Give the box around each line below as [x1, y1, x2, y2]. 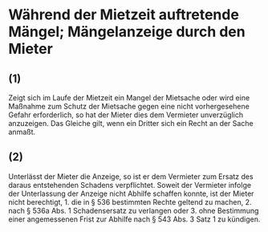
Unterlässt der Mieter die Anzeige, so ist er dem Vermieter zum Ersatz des [8, 171, 254, 181]
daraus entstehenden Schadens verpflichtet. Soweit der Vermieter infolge [8, 180, 251, 189]
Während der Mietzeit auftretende [8, 6, 239, 24]
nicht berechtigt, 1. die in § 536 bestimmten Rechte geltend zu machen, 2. [8, 197, 252, 206]
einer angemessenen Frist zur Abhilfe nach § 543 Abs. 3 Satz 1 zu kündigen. [8, 214, 261, 224]
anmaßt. [8, 127, 36, 136]
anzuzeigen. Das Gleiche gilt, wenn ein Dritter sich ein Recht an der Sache [8, 119, 254, 128]
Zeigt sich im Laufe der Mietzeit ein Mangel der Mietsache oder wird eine [8, 93, 250, 102]
